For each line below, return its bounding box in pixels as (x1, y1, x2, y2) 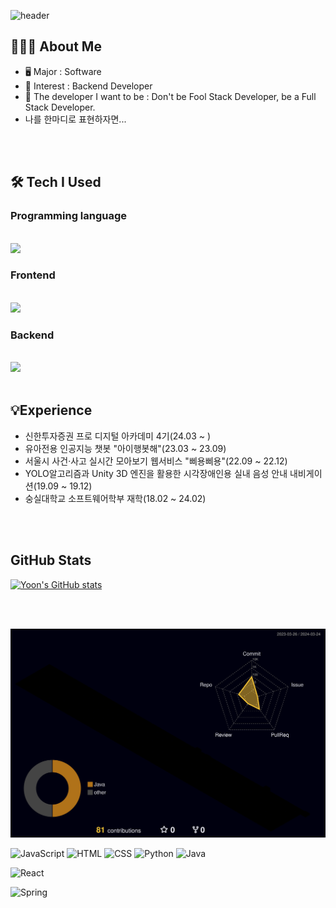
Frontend (10, 268, 56, 282)
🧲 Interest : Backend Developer (24, 80, 153, 92)
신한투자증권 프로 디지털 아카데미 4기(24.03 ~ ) (24, 430, 212, 442)
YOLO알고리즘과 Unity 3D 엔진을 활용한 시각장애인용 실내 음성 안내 (24, 467, 288, 479)
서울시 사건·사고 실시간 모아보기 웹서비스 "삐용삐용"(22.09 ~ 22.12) (24, 455, 288, 467)
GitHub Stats (10, 552, 92, 569)
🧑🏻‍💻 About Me (10, 38, 102, 55)
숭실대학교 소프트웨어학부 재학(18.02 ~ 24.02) (24, 492, 207, 504)
